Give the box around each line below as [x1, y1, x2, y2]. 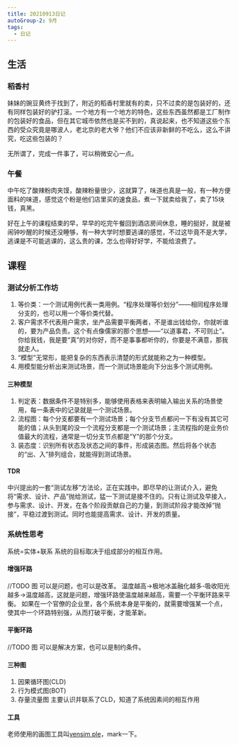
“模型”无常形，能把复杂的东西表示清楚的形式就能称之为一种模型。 [17, 353, 210, 362]
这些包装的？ [25, 134, 64, 143]
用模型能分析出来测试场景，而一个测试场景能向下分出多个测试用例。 [17, 362, 217, 370]
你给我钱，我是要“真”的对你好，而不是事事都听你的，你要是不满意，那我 [17, 335, 229, 344]
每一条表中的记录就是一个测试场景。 [30, 406, 136, 414]
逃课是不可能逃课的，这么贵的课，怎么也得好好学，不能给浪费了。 [7, 237, 200, 245]
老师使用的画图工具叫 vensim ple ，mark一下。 [7, 730, 141, 739]
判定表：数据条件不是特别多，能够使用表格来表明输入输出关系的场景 [17, 397, 217, 405]
